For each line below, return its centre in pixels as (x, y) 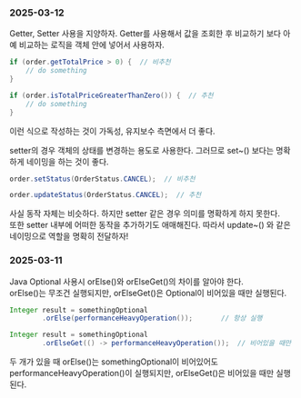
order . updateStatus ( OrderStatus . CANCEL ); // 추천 (105, 195)
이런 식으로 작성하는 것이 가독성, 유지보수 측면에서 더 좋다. (112, 131)
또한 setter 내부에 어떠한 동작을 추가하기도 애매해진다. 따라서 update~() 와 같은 (150, 225)
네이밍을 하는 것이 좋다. (67, 162)
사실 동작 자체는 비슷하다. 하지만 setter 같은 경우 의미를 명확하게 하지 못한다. (145, 214)
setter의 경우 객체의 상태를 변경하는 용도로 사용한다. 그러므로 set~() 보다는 (142, 150)
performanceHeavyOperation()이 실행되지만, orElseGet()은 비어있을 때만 (142, 373)
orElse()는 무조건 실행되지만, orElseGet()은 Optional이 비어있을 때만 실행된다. (148, 293)
